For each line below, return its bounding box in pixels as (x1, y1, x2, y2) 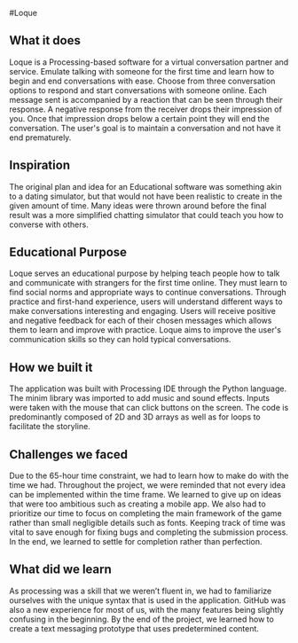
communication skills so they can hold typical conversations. (9, 334, 231, 345)
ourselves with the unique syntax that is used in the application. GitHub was (9, 594, 286, 606)
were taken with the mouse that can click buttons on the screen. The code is (9, 403, 289, 413)
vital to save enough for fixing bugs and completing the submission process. (9, 527, 288, 537)
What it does (9, 33, 82, 48)
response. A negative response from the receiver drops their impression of (9, 104, 282, 114)
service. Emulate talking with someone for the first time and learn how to (9, 66, 275, 76)
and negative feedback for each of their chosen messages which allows (9, 315, 272, 326)
